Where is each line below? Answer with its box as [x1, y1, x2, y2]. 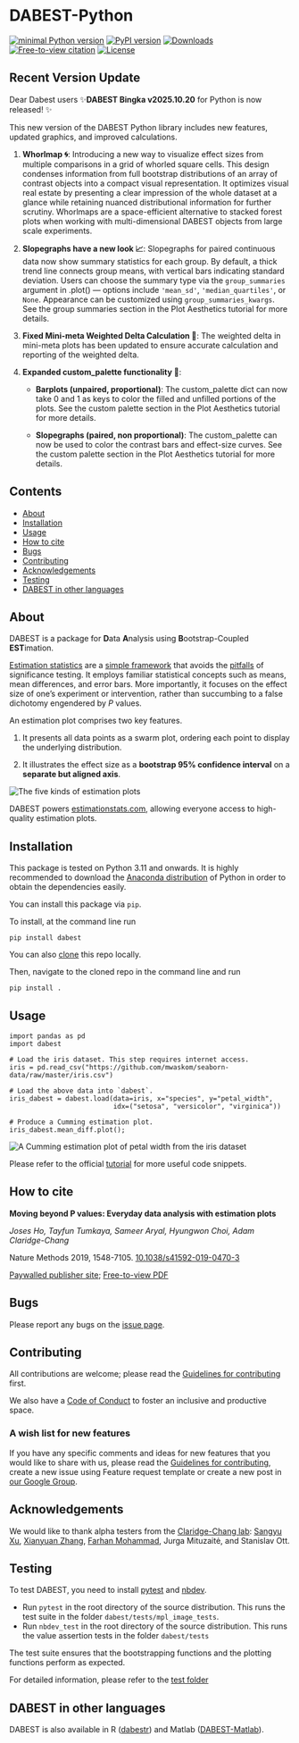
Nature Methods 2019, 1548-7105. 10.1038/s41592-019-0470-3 [9, 1252, 240, 1262]
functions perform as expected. [9, 1657, 126, 1668]
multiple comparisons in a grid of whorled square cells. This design [21, 158, 270, 170]
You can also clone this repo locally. [9, 949, 141, 960]
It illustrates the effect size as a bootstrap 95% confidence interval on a [21, 759, 290, 770]
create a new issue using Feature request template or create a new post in [9, 1466, 282, 1477]
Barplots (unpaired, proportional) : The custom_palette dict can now [35, 383, 288, 394]
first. [9, 1378, 27, 1389]
